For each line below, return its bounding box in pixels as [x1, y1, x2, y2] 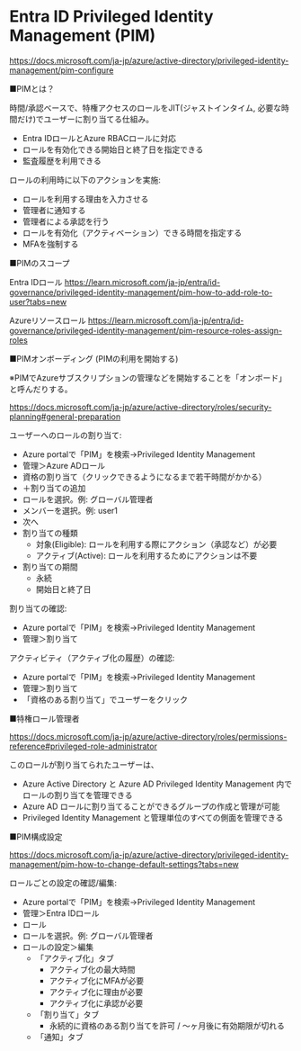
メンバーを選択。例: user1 [22, 505, 119, 516]
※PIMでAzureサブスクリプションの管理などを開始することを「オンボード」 [9, 372, 288, 383]
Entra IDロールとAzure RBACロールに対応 [22, 132, 177, 143]
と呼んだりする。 [9, 383, 73, 394]
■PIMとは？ [9, 83, 56, 94]
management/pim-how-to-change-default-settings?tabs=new [9, 858, 240, 869]
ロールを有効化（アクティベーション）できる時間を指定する [22, 227, 243, 238]
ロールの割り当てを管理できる [22, 789, 133, 800]
